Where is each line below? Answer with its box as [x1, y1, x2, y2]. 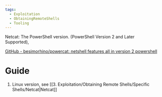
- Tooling [9, 20, 29, 26]
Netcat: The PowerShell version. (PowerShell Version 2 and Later [5, 34, 135, 40]
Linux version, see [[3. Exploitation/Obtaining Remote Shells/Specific [12, 81, 149, 87]
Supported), [5, 39, 29, 45]
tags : [5, 7, 16, 12]
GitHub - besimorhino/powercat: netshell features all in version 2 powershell [5, 48, 158, 54]
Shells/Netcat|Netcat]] [12, 87, 57, 93]
